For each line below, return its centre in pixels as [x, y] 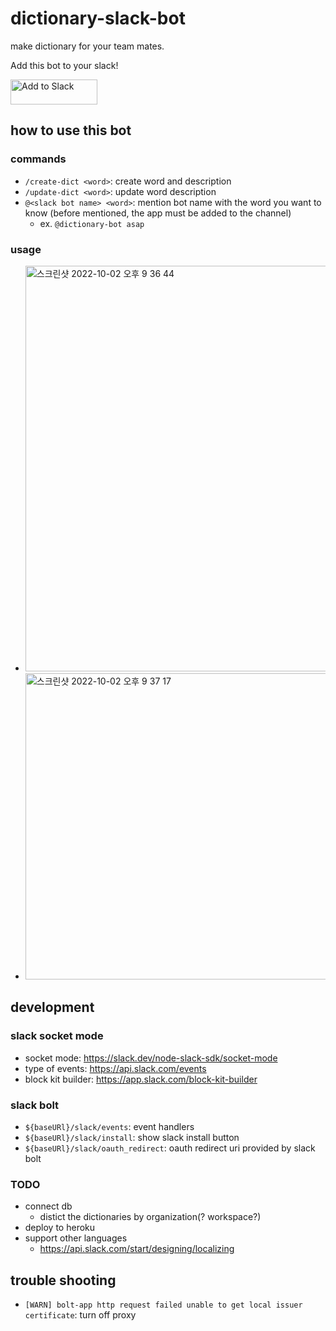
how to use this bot [71, 130]
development [52, 1007]
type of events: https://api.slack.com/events [115, 1068]
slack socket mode [57, 1036]
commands [38, 159]
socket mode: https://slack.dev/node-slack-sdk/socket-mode [151, 1058]
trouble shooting [63, 1280]
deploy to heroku [60, 1228]
